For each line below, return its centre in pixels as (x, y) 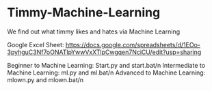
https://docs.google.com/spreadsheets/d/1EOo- (133, 44)
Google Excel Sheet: (36, 44)
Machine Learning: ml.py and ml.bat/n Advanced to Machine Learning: (106, 73)
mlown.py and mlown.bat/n (45, 79)
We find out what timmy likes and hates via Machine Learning (93, 31)
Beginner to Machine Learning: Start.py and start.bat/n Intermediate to (106, 65)
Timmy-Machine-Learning (84, 13)
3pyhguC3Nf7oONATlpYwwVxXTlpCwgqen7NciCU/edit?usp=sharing (104, 52)
